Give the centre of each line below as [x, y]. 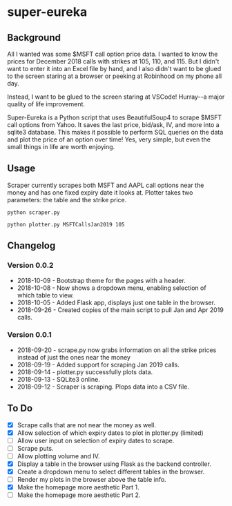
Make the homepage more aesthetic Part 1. [78, 487]
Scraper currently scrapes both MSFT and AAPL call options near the [106, 185]
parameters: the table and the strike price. [67, 200]
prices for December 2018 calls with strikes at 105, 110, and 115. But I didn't [113, 61]
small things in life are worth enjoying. [61, 147]
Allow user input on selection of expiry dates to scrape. [96, 440]
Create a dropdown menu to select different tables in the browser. [111, 471]
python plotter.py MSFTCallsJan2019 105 [66, 224]
